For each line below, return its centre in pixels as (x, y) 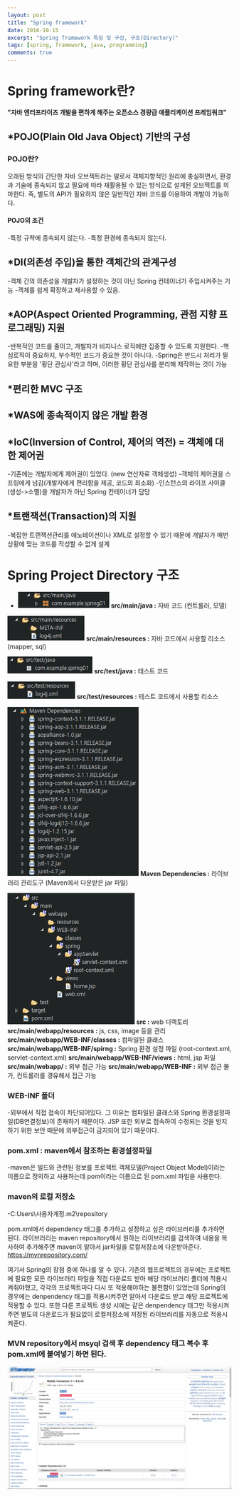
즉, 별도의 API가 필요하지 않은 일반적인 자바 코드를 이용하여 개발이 (119, 194)
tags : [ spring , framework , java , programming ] (78, 45)
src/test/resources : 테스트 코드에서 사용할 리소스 (148, 696)
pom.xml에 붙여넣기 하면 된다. (57, 1354)
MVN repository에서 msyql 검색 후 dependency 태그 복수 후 (108, 1343)
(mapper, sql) (27, 646)
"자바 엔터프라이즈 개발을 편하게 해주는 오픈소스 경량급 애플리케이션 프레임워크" (117, 112)
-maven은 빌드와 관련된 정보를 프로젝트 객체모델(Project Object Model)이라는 (116, 1168)
